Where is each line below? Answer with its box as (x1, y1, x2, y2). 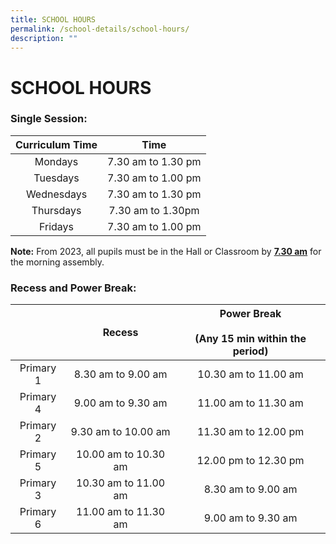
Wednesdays (25, 187, 88, 201)
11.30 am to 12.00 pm (196, 425, 305, 439)
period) (232, 344, 269, 358)
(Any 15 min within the (194, 332, 307, 346)
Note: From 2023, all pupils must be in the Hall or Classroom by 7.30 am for (10, 245, 322, 257)
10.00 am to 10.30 (76, 447, 166, 461)
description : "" (10, 33, 78, 43)
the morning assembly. (10, 256, 105, 268)
